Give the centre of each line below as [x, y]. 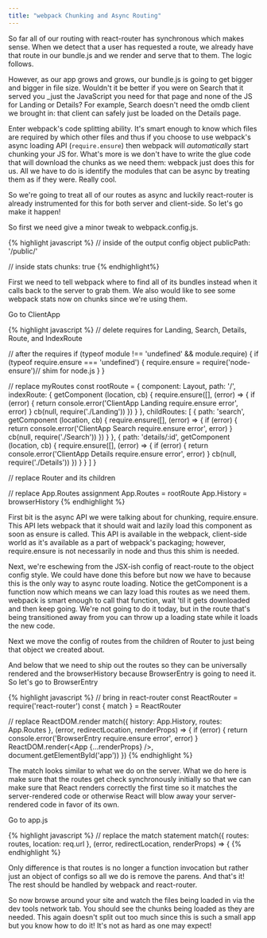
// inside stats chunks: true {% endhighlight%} [84, 266]
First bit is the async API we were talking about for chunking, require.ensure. [133, 517]
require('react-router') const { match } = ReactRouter [95, 705]
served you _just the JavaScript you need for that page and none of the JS [130, 96]
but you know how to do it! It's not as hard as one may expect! [110, 925]
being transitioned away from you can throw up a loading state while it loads [133, 617]
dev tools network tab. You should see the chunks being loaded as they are [132, 909]
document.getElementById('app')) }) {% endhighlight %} [101, 755]
